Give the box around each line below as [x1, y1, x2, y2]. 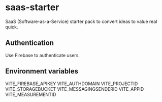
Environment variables [5, 67, 79, 75]
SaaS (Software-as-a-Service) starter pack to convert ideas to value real [5, 18, 157, 24]
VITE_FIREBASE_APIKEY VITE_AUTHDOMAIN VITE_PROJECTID [5, 81, 138, 87]
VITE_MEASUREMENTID [5, 91, 56, 97]
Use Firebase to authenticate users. [5, 52, 80, 58]
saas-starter [5, 2, 59, 13]
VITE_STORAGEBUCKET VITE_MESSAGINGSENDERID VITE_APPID [5, 86, 144, 92]
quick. [5, 23, 18, 30]
